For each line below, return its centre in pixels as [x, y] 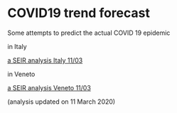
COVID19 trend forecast [79, 13]
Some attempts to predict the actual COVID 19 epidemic [89, 33]
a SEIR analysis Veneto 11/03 [49, 87]
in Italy [17, 46]
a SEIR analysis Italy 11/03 [45, 60]
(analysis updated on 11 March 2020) [61, 102]
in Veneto [21, 74]
